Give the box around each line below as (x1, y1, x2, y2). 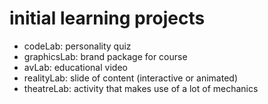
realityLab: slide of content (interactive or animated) (23, 72, 239, 84)
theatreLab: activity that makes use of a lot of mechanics (23, 82, 259, 94)
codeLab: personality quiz (23, 40, 132, 52)
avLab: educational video (23, 61, 128, 73)
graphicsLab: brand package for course (23, 50, 188, 62)
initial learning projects (9, 7, 206, 30)
